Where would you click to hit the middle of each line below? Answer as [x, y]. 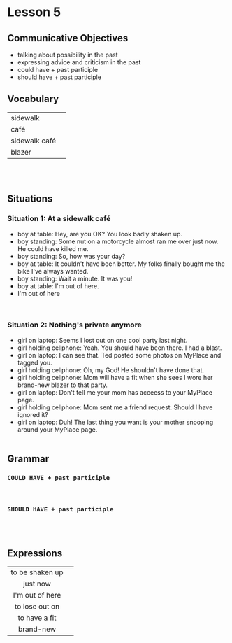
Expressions [35, 553]
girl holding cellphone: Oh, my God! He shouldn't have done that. [111, 370]
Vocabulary [33, 99]
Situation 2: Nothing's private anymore [74, 325]
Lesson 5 [34, 12]
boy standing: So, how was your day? [71, 256]
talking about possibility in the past [67, 55]
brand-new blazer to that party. [63, 385]
